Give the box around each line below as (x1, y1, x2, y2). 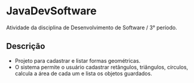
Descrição (6, 41, 45, 51)
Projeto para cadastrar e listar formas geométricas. (14, 57, 141, 64)
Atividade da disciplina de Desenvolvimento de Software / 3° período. (6, 24, 177, 31)
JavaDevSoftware (6, 4, 97, 18)
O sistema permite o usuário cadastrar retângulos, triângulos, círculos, (14, 63, 189, 70)
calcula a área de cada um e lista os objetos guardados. (14, 70, 152, 77)
